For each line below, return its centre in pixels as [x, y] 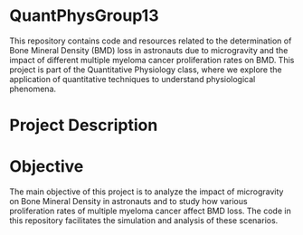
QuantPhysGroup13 [85, 16]
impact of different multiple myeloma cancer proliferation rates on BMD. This [152, 60]
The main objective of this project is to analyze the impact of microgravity [147, 192]
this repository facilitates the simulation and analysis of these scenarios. [144, 221]
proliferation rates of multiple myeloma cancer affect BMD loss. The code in [150, 211]
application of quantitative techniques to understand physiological [133, 79]
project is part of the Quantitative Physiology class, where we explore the [146, 70]
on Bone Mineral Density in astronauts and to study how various [128, 202]
